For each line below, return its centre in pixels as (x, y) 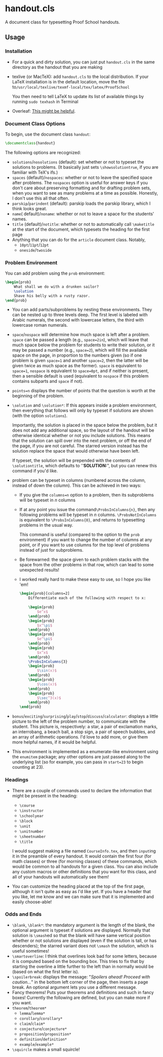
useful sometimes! (31, 951)
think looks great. (29, 208)
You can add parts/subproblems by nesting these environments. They (82, 310)
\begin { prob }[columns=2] (45, 594)
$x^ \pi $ (45, 625)
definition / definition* (43, 1039)
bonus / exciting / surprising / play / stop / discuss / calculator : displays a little (85, 716)
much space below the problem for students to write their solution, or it (83, 345)
